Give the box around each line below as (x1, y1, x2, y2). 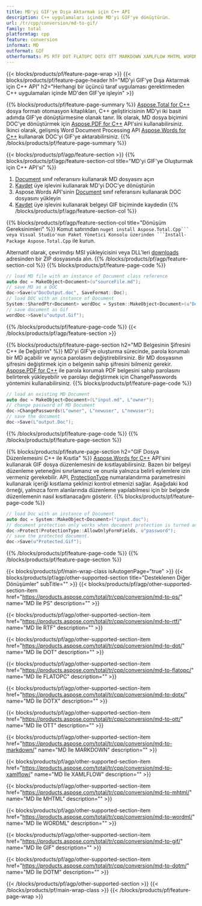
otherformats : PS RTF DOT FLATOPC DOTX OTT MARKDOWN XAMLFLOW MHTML (6, 54, 182, 60)
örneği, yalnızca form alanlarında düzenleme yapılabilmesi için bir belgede (6, 486, 190, 493)
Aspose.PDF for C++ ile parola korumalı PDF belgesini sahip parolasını (6, 366, 180, 374)
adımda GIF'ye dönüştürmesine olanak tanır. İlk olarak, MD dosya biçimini (6, 114, 188, 121)
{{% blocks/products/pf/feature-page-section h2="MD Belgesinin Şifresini (6, 341, 191, 348)
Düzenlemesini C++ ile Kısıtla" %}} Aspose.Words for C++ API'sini (6, 454, 171, 461)
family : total (6, 25, 42, 32)
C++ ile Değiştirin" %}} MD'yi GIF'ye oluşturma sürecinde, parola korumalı (6, 347, 190, 355)
